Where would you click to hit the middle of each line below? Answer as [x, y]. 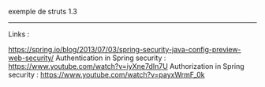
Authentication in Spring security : [110, 58]
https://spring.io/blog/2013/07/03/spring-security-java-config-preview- [125, 49]
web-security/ [31, 58]
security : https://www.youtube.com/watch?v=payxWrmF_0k [106, 75]
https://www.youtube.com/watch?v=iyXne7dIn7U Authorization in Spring [126, 66]
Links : [19, 34]
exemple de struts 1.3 [43, 11]
